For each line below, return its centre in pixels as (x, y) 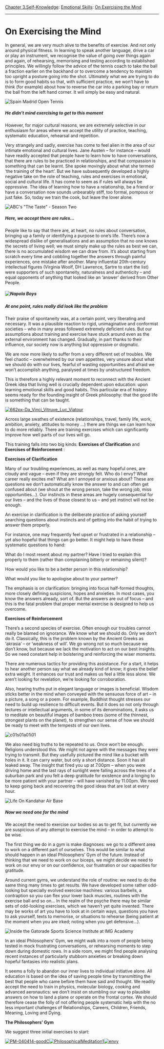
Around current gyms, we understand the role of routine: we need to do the (81, 880)
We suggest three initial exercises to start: (47, 1032)
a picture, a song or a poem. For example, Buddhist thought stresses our (78, 699)
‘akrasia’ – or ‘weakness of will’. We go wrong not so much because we (76, 644)
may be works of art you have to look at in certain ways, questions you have (82, 911)
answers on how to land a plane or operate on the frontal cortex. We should (81, 997)
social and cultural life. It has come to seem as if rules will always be (74, 182)
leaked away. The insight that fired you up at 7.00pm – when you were (75, 765)
